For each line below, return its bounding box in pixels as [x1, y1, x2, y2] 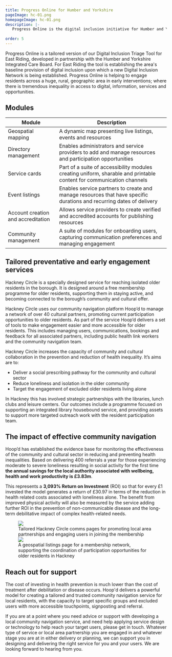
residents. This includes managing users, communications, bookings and [5, 327, 159, 333]
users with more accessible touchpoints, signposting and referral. [5, 603, 144, 610]
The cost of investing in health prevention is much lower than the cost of [5, 581, 158, 588]
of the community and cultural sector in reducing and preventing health [5, 451, 156, 458]
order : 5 [5, 37, 24, 42]
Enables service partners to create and [59, 185, 153, 192]
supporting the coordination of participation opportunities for [18, 547, 147, 554]
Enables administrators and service [59, 142, 144, 149]
